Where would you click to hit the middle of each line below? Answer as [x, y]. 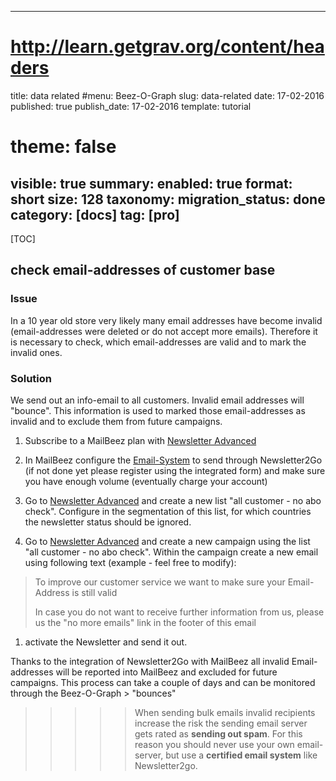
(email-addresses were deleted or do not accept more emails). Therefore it [164, 331]
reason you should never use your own [214, 744]
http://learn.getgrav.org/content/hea [167, 47]
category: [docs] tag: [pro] [95, 214]
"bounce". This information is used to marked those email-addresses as [158, 410]
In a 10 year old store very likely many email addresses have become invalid [166, 320]
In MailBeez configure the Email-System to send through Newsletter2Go [173, 460]
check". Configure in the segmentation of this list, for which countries [168, 511]
